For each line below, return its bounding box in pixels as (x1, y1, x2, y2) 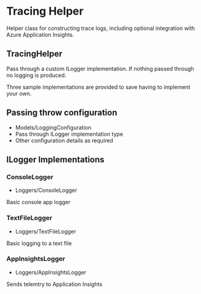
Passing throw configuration (6, 108, 118, 118)
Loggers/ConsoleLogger (15, 186, 78, 194)
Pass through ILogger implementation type (15, 130, 124, 138)
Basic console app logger (6, 199, 71, 206)
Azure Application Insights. (6, 31, 75, 38)
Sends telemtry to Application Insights (6, 280, 103, 288)
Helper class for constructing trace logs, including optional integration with (6, 24, 195, 32)
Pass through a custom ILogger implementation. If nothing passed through (6, 65, 194, 72)
